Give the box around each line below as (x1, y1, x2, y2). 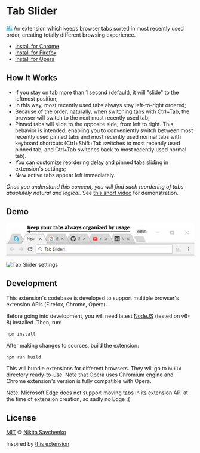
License (6, 413, 36, 423)
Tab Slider (6, 4, 58, 18)
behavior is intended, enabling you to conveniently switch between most (14, 127, 193, 134)
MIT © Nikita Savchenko (6, 429, 67, 436)
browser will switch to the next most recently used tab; (14, 114, 150, 121)
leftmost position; (14, 95, 58, 102)
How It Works (6, 73, 58, 83)
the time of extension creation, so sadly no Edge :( (6, 396, 130, 403)
